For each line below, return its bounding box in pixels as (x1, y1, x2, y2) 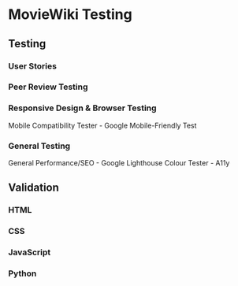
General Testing (8, 140, 71, 151)
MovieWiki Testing (8, 6, 132, 24)
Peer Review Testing (8, 81, 88, 92)
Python (8, 268, 37, 279)
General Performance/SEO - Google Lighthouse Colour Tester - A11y (8, 158, 230, 168)
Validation (8, 181, 59, 195)
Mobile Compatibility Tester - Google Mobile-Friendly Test (8, 121, 197, 130)
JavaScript (8, 247, 51, 258)
